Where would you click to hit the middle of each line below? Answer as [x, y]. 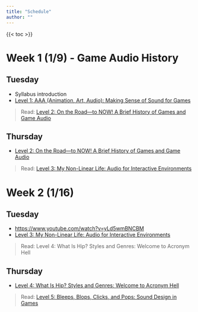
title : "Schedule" [29, 12]
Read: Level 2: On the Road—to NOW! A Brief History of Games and [103, 112]
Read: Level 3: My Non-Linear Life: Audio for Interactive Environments [106, 169]
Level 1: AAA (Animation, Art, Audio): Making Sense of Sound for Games [103, 100]
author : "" [20, 17]
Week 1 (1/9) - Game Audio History [92, 58]
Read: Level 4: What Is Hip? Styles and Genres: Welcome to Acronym [105, 246]
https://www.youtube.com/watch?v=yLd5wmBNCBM [79, 229]
